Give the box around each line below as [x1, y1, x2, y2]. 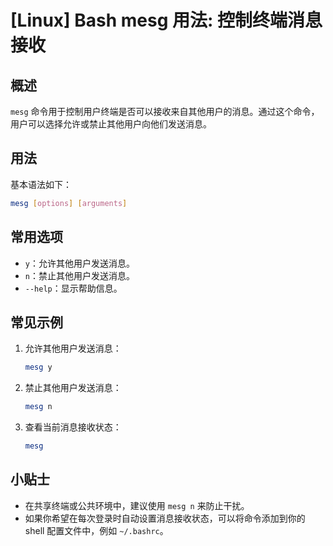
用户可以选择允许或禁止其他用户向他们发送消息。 [10, 118, 212, 130]
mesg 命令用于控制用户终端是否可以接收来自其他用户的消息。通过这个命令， [10, 106, 320, 117]
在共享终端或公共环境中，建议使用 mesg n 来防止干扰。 [24, 499, 250, 511]
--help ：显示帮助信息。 [24, 282, 123, 294]
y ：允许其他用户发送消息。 [24, 257, 135, 269]
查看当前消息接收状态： [24, 421, 122, 433]
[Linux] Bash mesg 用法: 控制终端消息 [10, 9, 323, 32]
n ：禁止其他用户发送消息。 [24, 269, 135, 281]
